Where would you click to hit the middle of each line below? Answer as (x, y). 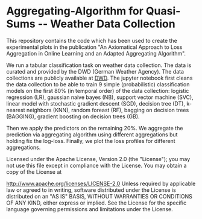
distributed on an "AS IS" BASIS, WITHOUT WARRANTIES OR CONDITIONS (99, 196)
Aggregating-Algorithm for (75, 11)
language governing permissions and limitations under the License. (90, 209)
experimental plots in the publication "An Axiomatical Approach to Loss (94, 47)
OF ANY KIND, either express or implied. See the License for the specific (96, 203)
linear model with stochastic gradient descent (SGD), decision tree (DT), (96, 103)
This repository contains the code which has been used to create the (92, 40)
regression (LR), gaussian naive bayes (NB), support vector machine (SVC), (100, 97)
